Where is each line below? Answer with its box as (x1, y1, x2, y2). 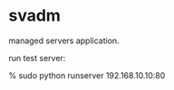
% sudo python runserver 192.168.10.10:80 (8, 69, 166, 81)
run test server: (8, 52, 66, 63)
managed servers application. (8, 35, 120, 46)
